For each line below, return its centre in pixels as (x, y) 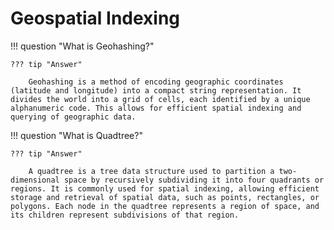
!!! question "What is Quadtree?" (76, 135)
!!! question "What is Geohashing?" (82, 46)
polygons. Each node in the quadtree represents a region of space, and (165, 206)
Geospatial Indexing (95, 18)
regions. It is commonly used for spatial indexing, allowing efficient (165, 188)
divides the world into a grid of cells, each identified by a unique (160, 99)
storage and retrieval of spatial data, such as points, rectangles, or (165, 197)
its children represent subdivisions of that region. (125, 215)
